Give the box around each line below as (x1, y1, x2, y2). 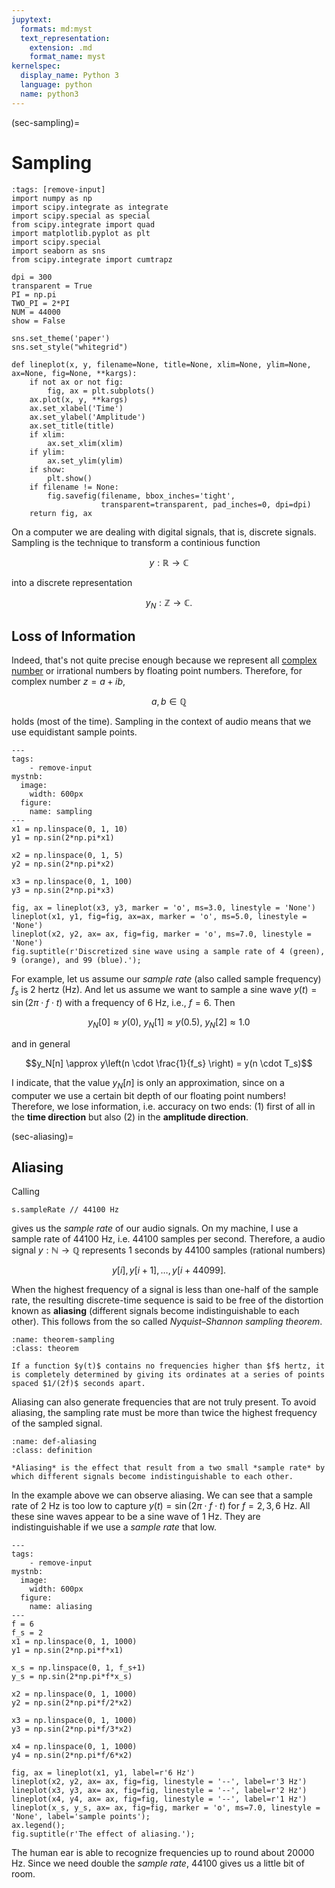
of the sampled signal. (11, 1417, 103, 1430)
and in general (11, 1037, 71, 1050)
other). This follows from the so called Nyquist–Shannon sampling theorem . (11, 1316, 323, 1328)
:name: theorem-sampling (11, 1335, 115, 1345)
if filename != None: (29, 482, 119, 492)
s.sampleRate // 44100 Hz (11, 1205, 119, 1215)
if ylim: (29, 447, 66, 457)
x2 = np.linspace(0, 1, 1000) (11, 1689, 138, 1700)
